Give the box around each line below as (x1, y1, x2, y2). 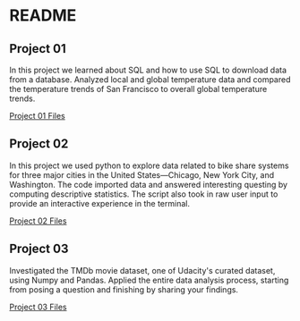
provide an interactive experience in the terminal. (9, 198, 191, 208)
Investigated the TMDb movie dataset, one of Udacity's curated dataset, (9, 265, 276, 275)
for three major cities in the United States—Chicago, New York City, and (9, 169, 275, 180)
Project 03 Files (9, 301, 67, 312)
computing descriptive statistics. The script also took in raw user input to (9, 189, 279, 199)
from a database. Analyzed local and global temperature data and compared (9, 74, 291, 85)
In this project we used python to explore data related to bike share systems (9, 160, 289, 171)
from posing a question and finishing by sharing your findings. (9, 283, 239, 295)
